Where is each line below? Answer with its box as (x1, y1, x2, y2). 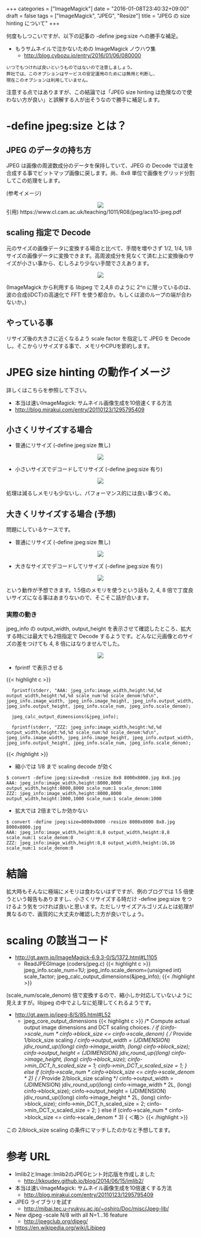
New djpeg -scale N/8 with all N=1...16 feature (14, 1211, 128, 1218)
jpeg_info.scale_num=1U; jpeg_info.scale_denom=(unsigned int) (23, 967, 182, 974)
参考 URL (6, 1150, 51, 1163)
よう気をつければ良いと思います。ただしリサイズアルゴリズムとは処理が (16, 903, 194, 910)
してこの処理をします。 (6, 177, 64, 184)
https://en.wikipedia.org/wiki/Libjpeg (14, 1224, 106, 1232)
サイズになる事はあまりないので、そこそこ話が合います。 (11, 594, 153, 601)
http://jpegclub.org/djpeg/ (23, 1218, 89, 1225)
